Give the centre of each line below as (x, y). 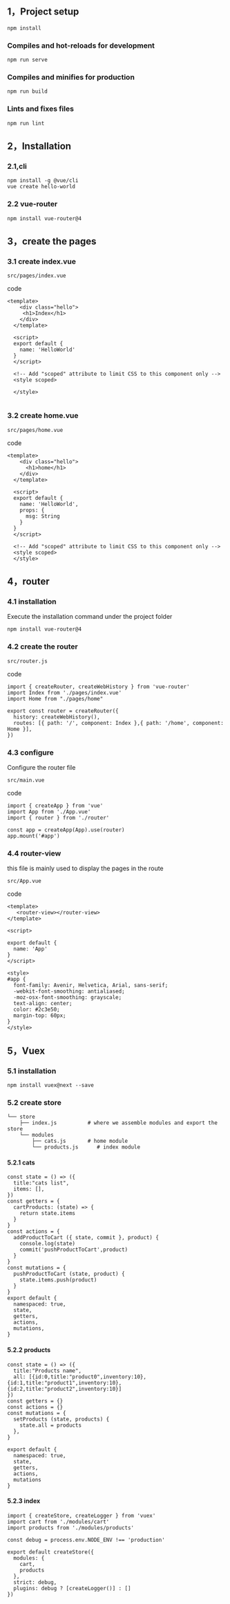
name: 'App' (31, 949)
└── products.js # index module (86, 1147)
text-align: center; (43, 1004)
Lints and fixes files (41, 109)
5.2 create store (35, 1102)
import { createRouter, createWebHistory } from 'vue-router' (98, 687)
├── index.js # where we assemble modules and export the (118, 1123)
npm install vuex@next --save (51, 1085)
